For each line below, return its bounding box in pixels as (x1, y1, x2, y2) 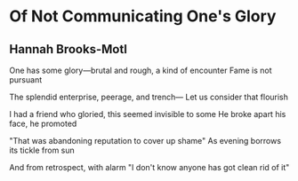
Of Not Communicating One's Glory (9, 6, 277, 27)
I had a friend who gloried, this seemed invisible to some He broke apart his (9, 109, 286, 119)
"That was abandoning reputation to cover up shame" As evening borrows (9, 136, 282, 146)
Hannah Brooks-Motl (9, 42, 127, 57)
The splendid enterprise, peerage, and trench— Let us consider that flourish (9, 91, 289, 102)
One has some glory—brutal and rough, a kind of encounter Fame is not (9, 65, 273, 75)
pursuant (9, 75, 43, 85)
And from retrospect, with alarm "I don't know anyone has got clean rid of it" (9, 162, 290, 172)
